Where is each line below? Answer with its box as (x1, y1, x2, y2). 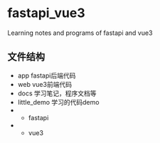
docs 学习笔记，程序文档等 (17, 89, 97, 97)
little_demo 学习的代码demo (17, 97, 100, 106)
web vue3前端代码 (17, 80, 73, 88)
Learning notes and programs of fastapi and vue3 (7, 28, 153, 37)
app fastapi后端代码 (17, 71, 76, 80)
